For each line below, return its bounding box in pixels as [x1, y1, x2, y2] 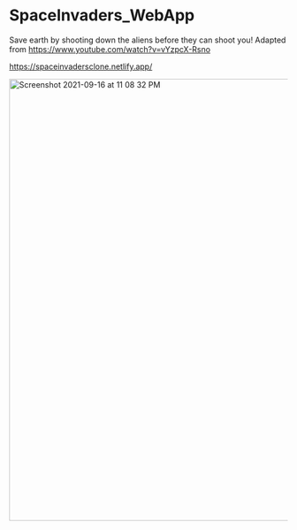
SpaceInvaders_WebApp [9, 5, 195, 26]
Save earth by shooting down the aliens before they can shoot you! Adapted [9, 35, 286, 45]
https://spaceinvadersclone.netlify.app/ [9, 61, 153, 72]
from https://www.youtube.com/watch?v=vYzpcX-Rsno [9, 43, 210, 54]
